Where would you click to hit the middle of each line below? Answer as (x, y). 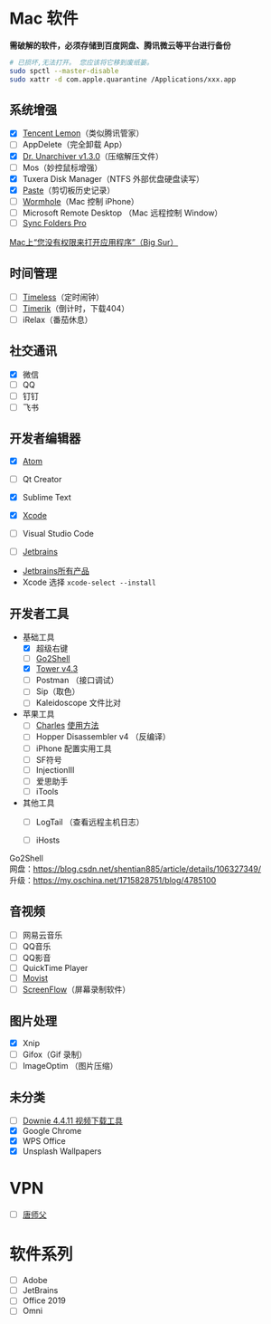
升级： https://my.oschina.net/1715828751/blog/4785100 (113, 880)
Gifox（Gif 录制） (55, 1054)
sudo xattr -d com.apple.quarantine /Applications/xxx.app (123, 79)
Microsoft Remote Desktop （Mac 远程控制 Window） (122, 213)
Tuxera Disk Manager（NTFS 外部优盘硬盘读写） (113, 178)
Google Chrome (52, 1131)
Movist (35, 978)
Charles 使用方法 (67, 726)
